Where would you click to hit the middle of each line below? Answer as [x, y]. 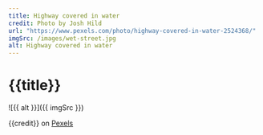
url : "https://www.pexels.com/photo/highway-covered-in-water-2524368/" [132, 31]
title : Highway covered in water [64, 16]
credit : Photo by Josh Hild [55, 23]
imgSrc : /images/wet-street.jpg [62, 38]
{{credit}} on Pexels [41, 123]
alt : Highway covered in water [61, 46]
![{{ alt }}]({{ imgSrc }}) [46, 108]
